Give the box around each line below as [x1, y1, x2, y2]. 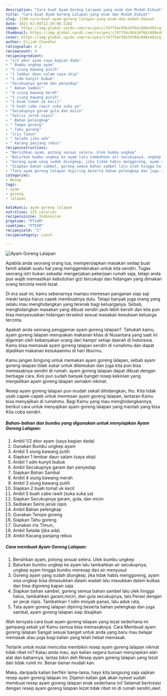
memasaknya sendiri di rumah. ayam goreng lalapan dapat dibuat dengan [5, 367, 156, 374]
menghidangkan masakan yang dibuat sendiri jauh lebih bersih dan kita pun [5, 306, 160, 312]
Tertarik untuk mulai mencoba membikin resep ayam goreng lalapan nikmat [5, 644, 160, 650]
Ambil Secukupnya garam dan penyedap [12, 464, 96, 470]
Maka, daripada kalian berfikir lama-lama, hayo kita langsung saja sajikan [5, 669, 155, 675]
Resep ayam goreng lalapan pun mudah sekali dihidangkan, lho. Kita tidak [5, 388, 157, 394]
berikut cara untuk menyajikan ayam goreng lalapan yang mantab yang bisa [5, 403, 161, 409]
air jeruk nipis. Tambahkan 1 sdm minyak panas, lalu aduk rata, [12, 598, 141, 604]
